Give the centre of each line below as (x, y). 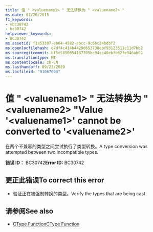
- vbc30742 (17, 24)
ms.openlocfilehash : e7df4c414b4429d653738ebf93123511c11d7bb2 (74, 48)
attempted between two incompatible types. (52, 152)
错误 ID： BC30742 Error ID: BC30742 (45, 163)
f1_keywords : (19, 19)
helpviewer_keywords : (28, 34)
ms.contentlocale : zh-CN (32, 62)
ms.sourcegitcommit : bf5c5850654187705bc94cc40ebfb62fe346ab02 (74, 53)
